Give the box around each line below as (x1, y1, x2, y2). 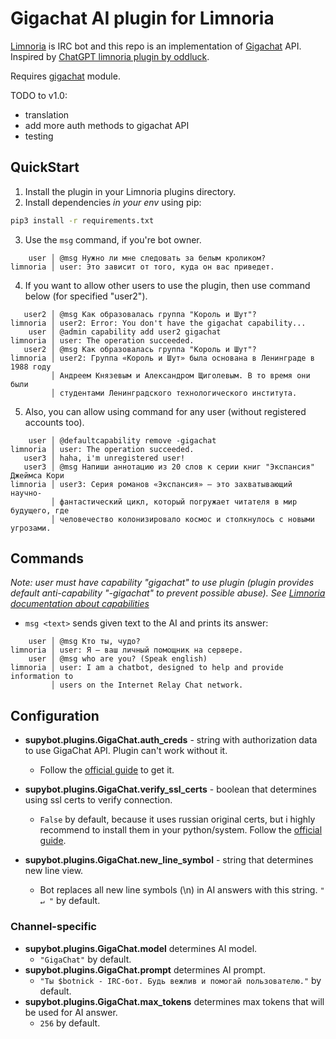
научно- (10, 488, 43, 498)
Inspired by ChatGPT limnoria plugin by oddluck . (10, 50, 210, 62)
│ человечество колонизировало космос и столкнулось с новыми (50, 514, 315, 524)
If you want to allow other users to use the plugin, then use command (24, 279, 311, 291)
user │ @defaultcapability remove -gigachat (28, 435, 217, 446)
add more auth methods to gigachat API (24, 119, 190, 131)
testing (24, 130, 54, 142)
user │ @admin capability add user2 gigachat (28, 327, 222, 337)
